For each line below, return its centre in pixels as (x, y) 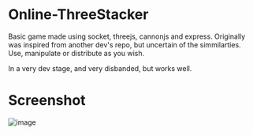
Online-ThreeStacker (78, 15)
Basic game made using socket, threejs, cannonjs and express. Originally (127, 36)
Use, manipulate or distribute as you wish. (76, 53)
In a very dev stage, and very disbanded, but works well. (100, 68)
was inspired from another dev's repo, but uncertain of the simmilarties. (125, 44)
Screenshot (47, 101)
